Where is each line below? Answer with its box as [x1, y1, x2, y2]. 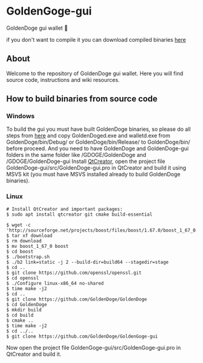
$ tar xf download [6, 232, 53, 239]
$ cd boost [6, 248, 34, 255]
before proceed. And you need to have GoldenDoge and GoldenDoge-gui [6, 145, 189, 152]
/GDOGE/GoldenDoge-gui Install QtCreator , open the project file [6, 158, 166, 165]
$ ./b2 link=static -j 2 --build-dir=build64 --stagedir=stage [6, 259, 169, 265]
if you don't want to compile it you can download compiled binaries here [6, 36, 186, 43]
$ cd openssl [6, 275, 39, 281]
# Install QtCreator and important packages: [6, 206, 123, 212]
